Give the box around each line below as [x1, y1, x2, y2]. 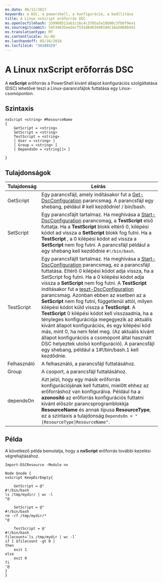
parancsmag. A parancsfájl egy [82, 197, 154, 204]
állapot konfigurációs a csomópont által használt [41, 334, 152, 341]
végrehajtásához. [5, 453, 40, 459]
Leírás [91, 183, 106, 190]
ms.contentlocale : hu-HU [5, 34, 55, 39]
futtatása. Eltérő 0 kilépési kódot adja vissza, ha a [41, 268, 154, 275]
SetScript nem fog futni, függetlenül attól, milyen [41, 298, 153, 305]
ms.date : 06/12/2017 [5, 7, 47, 12]
